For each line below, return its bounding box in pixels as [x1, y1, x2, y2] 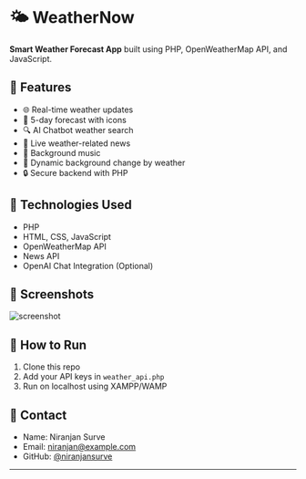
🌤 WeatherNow [9, 7, 135, 28]
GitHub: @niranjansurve [22, 451, 113, 462]
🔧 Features [9, 79, 72, 96]
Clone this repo [22, 361, 80, 372]
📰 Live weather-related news [22, 138, 131, 149]
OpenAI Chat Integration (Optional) [22, 260, 154, 271]
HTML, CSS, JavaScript [22, 231, 112, 242]
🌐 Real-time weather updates [22, 104, 134, 115]
